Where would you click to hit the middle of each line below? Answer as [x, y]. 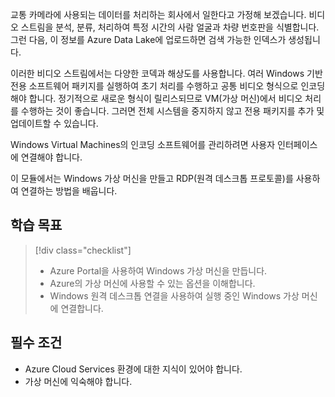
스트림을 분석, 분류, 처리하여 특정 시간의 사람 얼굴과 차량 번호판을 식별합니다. [170, 27]
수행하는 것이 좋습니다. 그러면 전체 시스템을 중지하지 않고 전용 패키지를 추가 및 [172, 111]
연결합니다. [82, 308]
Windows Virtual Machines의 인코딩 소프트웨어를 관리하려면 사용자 [143, 144]
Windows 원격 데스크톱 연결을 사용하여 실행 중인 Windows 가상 [174, 295]
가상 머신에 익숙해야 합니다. [78, 381]
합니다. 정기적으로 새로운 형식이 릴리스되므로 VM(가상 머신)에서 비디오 [165, 98]
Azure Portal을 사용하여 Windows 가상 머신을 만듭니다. [158, 270]
